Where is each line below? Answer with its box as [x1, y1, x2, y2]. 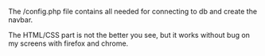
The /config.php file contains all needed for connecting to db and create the [8, 7, 257, 16]
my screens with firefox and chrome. [8, 39, 129, 48]
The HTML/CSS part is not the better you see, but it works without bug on [8, 31, 251, 39]
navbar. [8, 15, 33, 24]
